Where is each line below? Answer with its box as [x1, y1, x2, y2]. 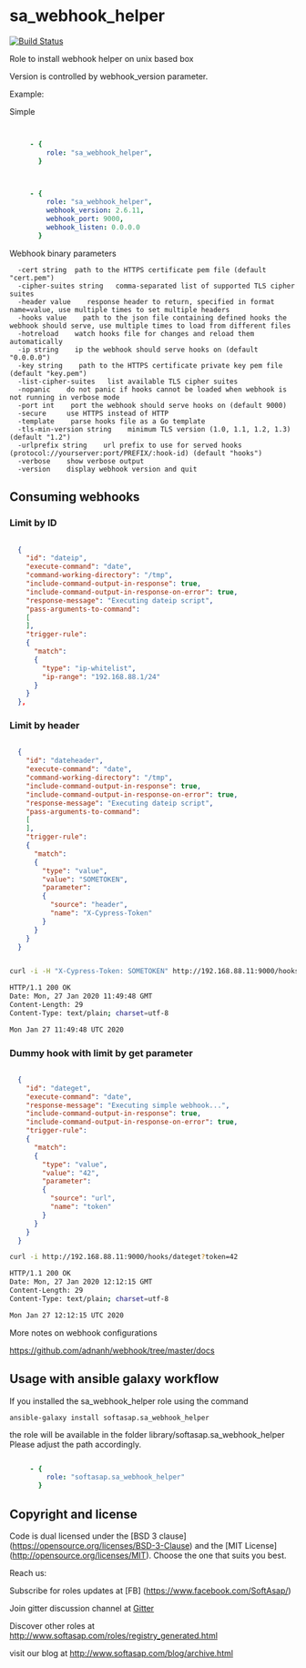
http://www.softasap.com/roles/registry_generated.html [9, 1630, 219, 1641]
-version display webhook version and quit [17, 464, 198, 473]
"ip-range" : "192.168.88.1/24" [42, 672, 161, 681]
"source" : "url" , [49, 1194, 117, 1203]
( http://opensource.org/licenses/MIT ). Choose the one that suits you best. [9, 1550, 287, 1561]
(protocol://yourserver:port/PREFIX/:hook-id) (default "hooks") [9, 448, 262, 458]
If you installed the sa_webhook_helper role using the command [9, 1395, 249, 1407]
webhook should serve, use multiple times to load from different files [9, 320, 291, 331]
